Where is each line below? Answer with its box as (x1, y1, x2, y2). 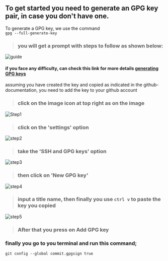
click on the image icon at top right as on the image (17, 100, 145, 107)
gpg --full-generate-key (5, 30, 57, 36)
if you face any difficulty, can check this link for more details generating (5, 65, 158, 71)
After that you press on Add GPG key (17, 226, 109, 233)
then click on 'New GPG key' (17, 172, 89, 179)
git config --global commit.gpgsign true (5, 251, 94, 256)
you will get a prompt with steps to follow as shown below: (17, 42, 163, 49)
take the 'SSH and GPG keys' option (17, 148, 107, 155)
